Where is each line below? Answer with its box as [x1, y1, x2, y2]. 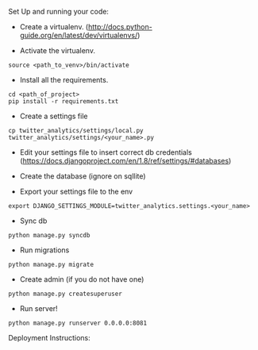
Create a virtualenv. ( [19, 22, 89, 31]
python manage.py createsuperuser [8, 290, 123, 298]
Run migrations [19, 245, 70, 255]
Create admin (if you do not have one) [19, 275, 144, 284]
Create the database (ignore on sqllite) [19, 171, 146, 181]
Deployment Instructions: [8, 333, 91, 342]
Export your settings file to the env [19, 187, 133, 196]
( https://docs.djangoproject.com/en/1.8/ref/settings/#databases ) [19, 156, 232, 165]
